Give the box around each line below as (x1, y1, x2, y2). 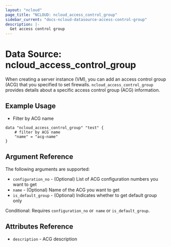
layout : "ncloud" (5, 7, 42, 13)
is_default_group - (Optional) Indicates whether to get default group (12, 192, 157, 198)
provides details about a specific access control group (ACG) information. (5, 87, 160, 93)
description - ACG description (12, 236, 78, 242)
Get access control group (10, 27, 65, 32)
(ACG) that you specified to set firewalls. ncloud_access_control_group (5, 82, 154, 88)
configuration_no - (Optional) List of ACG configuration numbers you (12, 176, 158, 182)
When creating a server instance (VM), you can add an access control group (5, 76, 166, 82)
